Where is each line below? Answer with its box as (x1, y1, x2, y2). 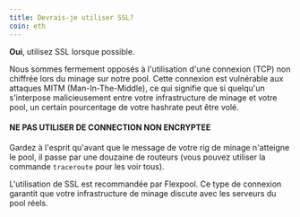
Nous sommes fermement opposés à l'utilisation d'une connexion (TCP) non (9, 64, 291, 74)
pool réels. (9, 197, 48, 208)
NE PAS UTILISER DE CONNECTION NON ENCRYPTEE (9, 122, 211, 133)
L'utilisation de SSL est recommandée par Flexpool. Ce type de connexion (9, 178, 282, 189)
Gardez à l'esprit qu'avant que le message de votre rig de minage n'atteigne (9, 142, 290, 152)
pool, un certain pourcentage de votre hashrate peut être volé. (9, 101, 239, 112)
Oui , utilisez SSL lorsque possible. (9, 46, 135, 56)
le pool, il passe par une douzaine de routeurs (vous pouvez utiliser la (9, 152, 266, 162)
